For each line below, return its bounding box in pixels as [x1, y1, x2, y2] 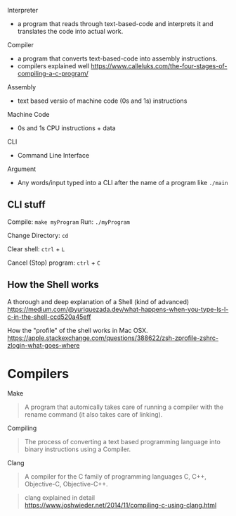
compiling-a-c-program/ [17, 70, 89, 77]
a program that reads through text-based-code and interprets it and [17, 20, 214, 27]
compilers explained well [17, 62, 90, 70]
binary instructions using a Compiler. [24, 445, 131, 453]
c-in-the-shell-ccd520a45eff [7, 313, 91, 321]
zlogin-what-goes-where [7, 341, 80, 349]
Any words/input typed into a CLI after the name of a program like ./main [17, 179, 228, 187]
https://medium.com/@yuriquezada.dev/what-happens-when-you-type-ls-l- [7, 305, 229, 313]
